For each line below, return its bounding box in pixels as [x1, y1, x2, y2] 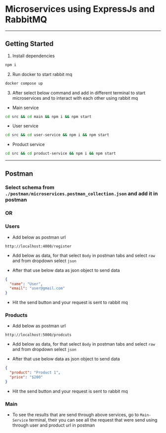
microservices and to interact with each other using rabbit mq [12, 95, 138, 101]
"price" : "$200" [9, 375, 43, 380]
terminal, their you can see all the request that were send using [29, 417, 158, 423]
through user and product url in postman [12, 422, 95, 428]
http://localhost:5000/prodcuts [5, 332, 72, 338]
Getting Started [5, 39, 54, 48]
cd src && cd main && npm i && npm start [5, 114, 92, 119]
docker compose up [5, 80, 43, 86]
